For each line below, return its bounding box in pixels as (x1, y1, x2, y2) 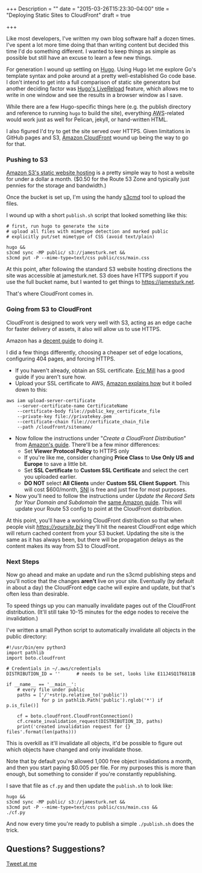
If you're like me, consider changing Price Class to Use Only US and (24, 453, 194, 461)
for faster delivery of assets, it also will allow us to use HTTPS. (6, 325, 162, 332)
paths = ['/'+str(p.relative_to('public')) (17, 692, 128, 698)
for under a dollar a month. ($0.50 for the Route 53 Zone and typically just (6, 175, 190, 183)
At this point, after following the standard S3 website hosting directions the (6, 265, 192, 273)
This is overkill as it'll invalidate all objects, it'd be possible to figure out (6, 739, 183, 746)
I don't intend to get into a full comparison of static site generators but (6, 78, 180, 86)
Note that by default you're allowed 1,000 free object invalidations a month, (6, 757, 193, 764)
